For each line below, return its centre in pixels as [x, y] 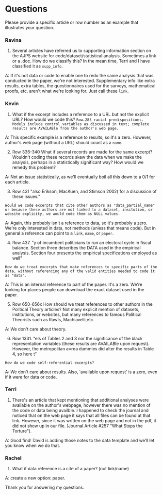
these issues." [26, 196]
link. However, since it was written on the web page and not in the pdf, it [84, 420]
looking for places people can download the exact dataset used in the [75, 289]
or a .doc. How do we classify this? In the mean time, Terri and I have [81, 61]
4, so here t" [24, 354]
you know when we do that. [33, 445]
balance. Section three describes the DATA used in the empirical [76, 247]
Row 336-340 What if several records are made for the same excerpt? [82, 152]
